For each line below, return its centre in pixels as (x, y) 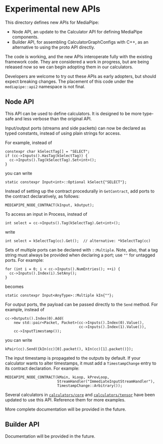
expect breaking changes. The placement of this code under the (69, 81)
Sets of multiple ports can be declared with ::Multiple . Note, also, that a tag (81, 250)
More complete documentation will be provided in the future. (66, 409)
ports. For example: (24, 260)
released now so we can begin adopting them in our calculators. (69, 67)
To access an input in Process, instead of (46, 214)
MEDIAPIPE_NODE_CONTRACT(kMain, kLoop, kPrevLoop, (57, 377)
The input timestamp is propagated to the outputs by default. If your (73, 358)
